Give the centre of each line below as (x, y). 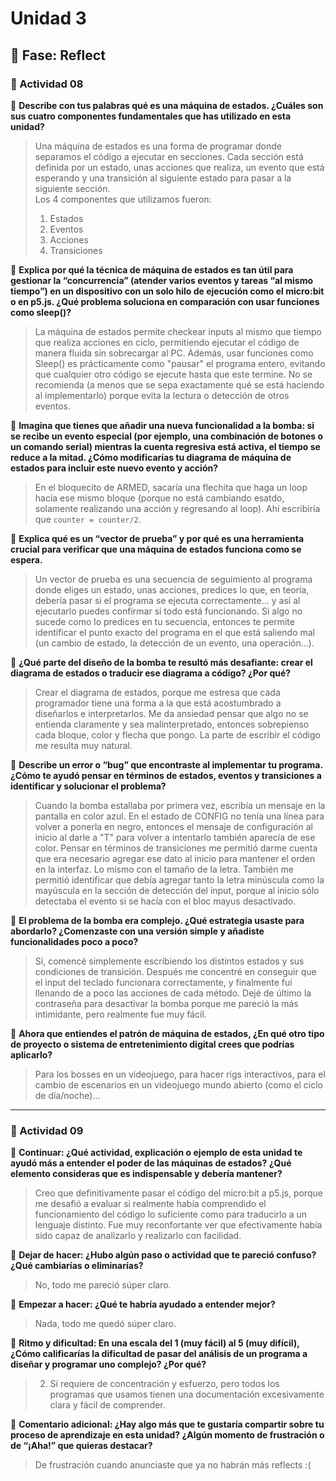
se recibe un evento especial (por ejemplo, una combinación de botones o (167, 436)
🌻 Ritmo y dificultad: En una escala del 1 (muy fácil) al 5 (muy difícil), (155, 1343)
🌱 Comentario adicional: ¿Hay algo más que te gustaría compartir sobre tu (167, 1424)
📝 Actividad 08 (47, 84)
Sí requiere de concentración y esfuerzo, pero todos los (164, 1384)
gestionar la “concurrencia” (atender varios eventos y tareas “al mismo (162, 280)
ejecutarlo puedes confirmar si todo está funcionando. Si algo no (168, 611)
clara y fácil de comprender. (107, 1405)
